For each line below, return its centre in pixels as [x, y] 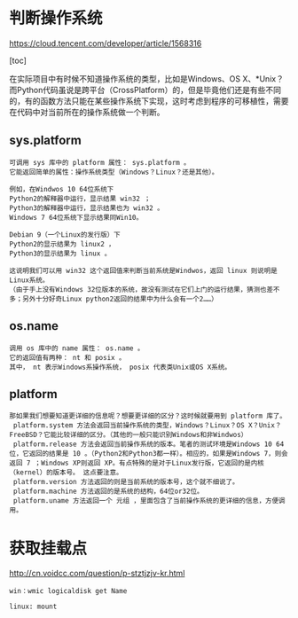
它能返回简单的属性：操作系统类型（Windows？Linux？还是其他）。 [114, 172]
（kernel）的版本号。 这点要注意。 [66, 473]
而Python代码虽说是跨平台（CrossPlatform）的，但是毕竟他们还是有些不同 [145, 90]
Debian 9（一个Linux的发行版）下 [65, 235]
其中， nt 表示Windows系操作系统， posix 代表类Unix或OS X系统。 [121, 367]
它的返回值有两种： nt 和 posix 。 [67, 357]
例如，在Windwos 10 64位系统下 [62, 189]
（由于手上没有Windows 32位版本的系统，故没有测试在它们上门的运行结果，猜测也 [138, 289]
